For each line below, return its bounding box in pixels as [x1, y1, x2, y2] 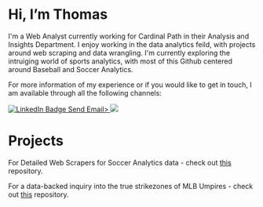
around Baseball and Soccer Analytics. [8, 64, 133, 74]
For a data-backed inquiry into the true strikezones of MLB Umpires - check [8, 181, 254, 191]
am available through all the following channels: [8, 88, 163, 97]
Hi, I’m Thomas [8, 5, 108, 24]
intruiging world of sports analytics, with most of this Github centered [8, 56, 233, 66]
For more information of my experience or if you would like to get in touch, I [8, 80, 253, 89]
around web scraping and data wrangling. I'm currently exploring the [8, 48, 230, 57]
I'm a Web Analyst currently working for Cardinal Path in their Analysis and [8, 31, 250, 41]
